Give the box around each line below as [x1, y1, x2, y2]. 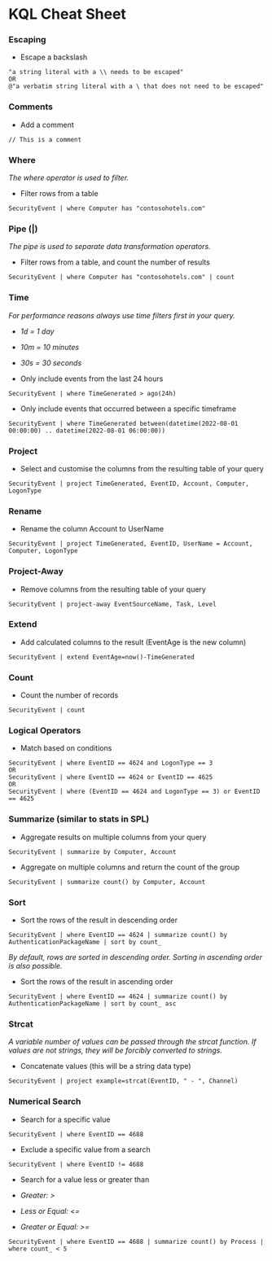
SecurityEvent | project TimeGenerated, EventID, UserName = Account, [8, 540, 253, 548]
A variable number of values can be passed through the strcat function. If [8, 1037, 257, 1047]
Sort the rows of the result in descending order [20, 915, 178, 925]
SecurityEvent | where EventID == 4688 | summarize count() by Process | [8, 1237, 265, 1246]
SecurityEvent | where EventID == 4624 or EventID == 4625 [8, 773, 213, 782]
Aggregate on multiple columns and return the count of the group [20, 862, 240, 872]
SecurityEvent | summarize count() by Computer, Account [8, 878, 206, 886]
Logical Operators [8, 725, 81, 737]
